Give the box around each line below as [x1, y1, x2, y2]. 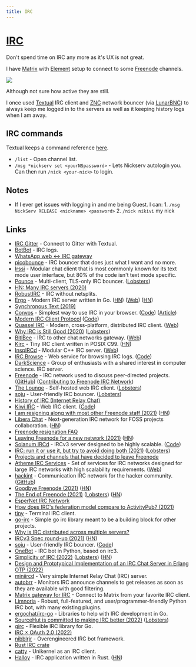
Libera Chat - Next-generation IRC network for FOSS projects [14, 416, 164, 423]
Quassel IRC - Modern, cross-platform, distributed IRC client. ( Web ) [14, 322, 179, 328]
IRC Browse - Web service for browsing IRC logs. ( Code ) [14, 353, 152, 360]
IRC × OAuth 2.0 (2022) [14, 629, 72, 636]
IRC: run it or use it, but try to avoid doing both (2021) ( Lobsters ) [14, 447, 171, 454]
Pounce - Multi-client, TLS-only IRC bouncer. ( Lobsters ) [14, 278, 151, 285]
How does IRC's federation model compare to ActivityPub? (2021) [14, 503, 175, 511]
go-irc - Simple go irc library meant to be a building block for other [14, 516, 177, 523]
